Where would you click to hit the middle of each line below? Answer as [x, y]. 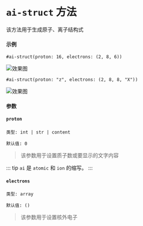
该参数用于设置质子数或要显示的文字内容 [69, 155]
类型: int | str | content [38, 132]
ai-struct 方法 [41, 12]
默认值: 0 [17, 144]
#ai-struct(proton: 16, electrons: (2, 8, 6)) [64, 57]
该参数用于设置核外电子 [49, 217]
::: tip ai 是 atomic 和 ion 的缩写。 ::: [49, 168]
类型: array [20, 194]
